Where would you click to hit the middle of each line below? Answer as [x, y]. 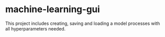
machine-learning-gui [53, 9]
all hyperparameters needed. [35, 28]
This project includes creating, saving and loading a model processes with [83, 23]
